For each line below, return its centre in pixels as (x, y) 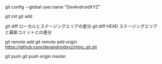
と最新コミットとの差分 (28, 32)
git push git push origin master (36, 56)
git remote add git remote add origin (41, 42)
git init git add (19, 16)
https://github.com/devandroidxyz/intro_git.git (51, 47)
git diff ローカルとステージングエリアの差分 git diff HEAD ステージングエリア (81, 26)
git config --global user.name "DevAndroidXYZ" (53, 7)
